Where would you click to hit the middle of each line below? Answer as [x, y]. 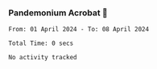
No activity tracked [43, 58]
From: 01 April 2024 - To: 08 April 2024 [79, 30]
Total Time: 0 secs [41, 43]
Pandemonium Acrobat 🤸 [58, 13]
